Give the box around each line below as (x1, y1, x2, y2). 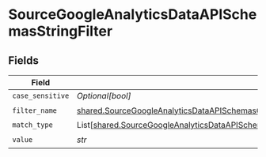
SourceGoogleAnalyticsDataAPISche (8, 6, 257, 24)
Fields (8, 54, 40, 67)
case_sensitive (12, 92, 70, 100)
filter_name (12, 106, 58, 115)
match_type (12, 121, 53, 129)
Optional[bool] (76, 91, 131, 101)
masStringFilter (8, 22, 113, 40)
